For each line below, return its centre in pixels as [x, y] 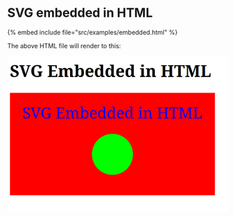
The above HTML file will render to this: [64, 45]
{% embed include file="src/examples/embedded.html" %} [92, 32]
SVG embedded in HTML [80, 13]
